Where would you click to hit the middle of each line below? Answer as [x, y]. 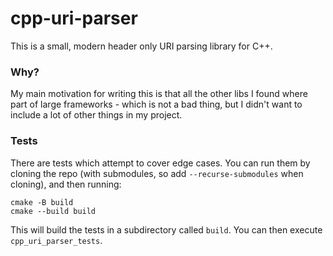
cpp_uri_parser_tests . [56, 240]
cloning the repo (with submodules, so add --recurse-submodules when [157, 173]
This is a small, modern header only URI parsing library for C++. [141, 46]
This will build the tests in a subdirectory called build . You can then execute [166, 229]
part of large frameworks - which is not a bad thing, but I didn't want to [156, 104]
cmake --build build [53, 211]
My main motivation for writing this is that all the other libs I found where [159, 94]
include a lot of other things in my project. [96, 115]
